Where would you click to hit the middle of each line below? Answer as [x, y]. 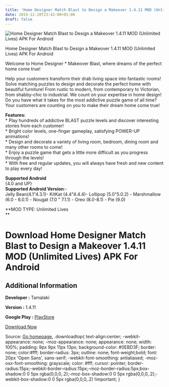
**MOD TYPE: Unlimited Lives [37, 210]
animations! [17, 137]
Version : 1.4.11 [21, 308]
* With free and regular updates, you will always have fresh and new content [84, 163]
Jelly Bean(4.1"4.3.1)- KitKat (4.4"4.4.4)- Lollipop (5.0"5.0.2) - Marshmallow [83, 195]
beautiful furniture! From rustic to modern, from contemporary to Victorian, [83, 89]
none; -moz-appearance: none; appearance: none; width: [92, 342]
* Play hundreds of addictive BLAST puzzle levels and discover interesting [82, 121]
